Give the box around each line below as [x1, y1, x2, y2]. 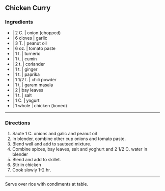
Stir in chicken [12, 162, 42, 167]
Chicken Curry [5, 4, 51, 12]
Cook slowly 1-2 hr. [12, 167, 51, 173]
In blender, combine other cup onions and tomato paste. [12, 136, 126, 142]
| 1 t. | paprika [12, 71, 40, 77]
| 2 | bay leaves [12, 87, 44, 93]
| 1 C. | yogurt [12, 97, 40, 103]
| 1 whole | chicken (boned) [12, 102, 67, 108]
